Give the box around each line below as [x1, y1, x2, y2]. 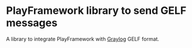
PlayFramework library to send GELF [6, 4, 187, 17]
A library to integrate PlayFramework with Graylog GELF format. [6, 35, 160, 42]
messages [6, 16, 57, 29]
